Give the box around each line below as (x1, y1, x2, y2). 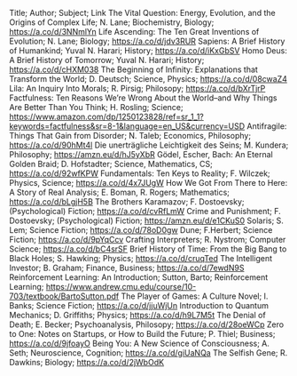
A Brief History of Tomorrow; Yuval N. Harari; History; (9, 55, 205, 65)
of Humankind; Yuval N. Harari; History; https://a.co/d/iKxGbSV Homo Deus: (9, 45, 288, 56)
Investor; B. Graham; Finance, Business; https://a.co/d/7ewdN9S (9, 262, 245, 273)
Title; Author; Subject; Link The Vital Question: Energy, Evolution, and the (9, 8, 277, 18)
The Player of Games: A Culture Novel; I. (121, 291, 269, 301)
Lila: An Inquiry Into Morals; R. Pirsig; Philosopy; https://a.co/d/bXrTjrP (9, 84, 266, 93)
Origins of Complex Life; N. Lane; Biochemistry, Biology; (9, 17, 215, 28)
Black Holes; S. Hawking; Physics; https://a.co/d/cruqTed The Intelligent (9, 253, 273, 263)
